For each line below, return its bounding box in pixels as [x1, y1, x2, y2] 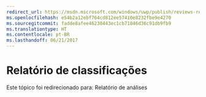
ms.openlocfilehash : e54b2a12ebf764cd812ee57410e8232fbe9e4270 [6, 15, 172, 21]
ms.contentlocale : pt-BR [6, 32, 70, 38]
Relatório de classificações [6, 63, 147, 77]
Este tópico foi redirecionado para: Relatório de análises [6, 84, 148, 91]
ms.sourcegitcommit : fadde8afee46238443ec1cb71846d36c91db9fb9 [6, 20, 172, 26]
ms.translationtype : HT [6, 26, 67, 32]
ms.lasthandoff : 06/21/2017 [6, 37, 78, 43]
